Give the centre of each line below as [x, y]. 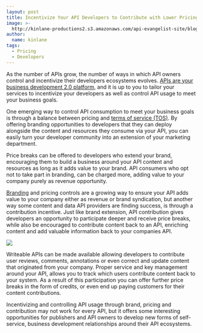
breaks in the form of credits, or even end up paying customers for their [95, 286]
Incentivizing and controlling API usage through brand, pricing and [89, 304]
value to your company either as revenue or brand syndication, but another [100, 199]
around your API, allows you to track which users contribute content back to [101, 273]
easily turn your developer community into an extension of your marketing [98, 137]
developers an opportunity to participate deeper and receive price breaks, [98, 218]
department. [22, 143]
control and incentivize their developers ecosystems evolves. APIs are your [100, 80]
